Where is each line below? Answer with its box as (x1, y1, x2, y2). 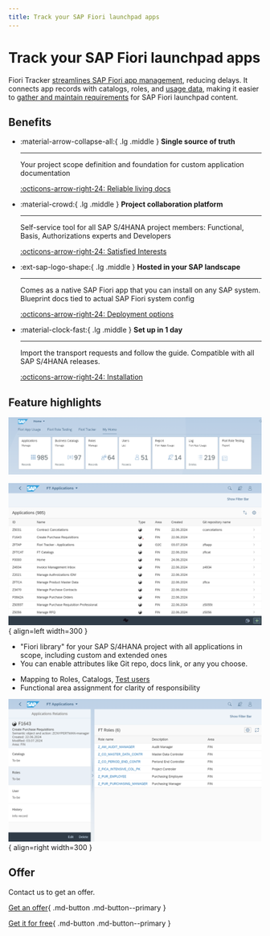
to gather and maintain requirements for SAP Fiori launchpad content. (8, 92, 239, 102)
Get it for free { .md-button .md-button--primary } (8, 918, 171, 928)
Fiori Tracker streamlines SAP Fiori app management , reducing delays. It (8, 75, 248, 84)
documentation (19, 169, 71, 178)
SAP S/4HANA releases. (19, 357, 100, 366)
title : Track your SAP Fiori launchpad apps (8, 13, 160, 21)
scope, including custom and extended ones (19, 651, 167, 660)
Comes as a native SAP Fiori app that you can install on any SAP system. (19, 285, 261, 295)
